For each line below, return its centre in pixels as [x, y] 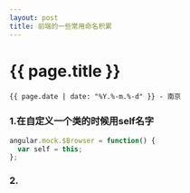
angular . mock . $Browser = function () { [82, 140]
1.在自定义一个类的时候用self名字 [82, 121]
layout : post [34, 18]
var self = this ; [50, 149]
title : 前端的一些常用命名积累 [61, 26]
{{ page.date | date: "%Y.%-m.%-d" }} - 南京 [95, 97]
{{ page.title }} [65, 71]
